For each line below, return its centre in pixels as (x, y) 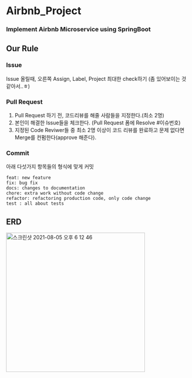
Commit (18, 153)
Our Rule (22, 48)
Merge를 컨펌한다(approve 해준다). (55, 137)
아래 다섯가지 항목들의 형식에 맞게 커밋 (50, 167)
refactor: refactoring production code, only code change (78, 199)
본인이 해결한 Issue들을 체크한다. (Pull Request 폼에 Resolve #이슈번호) (97, 123)
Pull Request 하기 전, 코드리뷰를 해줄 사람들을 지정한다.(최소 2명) (89, 116)
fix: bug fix (22, 183)
